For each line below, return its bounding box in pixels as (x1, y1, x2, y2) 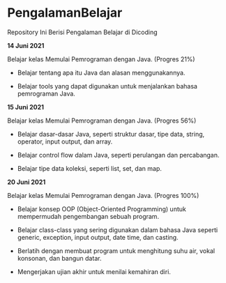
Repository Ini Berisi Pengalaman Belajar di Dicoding (7, 28, 158, 36)
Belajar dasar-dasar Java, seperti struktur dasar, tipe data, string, (17, 130, 205, 138)
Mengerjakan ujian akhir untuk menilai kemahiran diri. (17, 267, 171, 276)
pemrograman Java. (17, 89, 75, 98)
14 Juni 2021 (7, 41, 45, 49)
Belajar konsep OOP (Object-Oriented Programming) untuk (17, 204, 186, 213)
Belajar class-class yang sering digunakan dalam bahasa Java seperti (17, 225, 218, 234)
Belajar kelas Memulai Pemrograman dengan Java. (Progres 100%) (7, 191, 199, 199)
